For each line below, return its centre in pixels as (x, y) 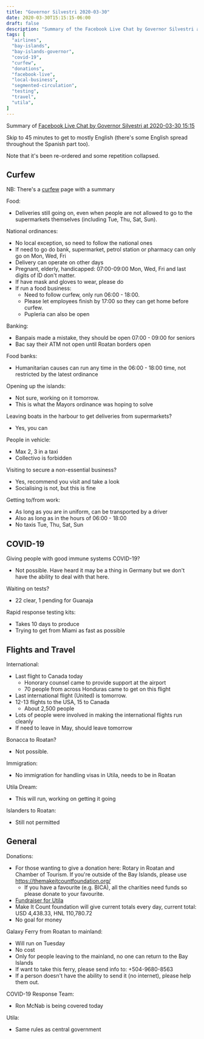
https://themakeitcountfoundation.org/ (63, 881)
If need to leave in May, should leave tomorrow (73, 728)
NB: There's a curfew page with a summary (61, 189)
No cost (25, 949)
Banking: (17, 326)
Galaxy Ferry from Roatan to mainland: (55, 931)
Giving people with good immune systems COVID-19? (73, 558)
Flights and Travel (41, 650)
